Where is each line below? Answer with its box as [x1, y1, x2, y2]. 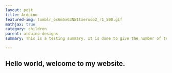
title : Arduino [5, 12, 38, 17]
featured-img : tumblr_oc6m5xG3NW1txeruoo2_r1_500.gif [5, 17, 123, 22]
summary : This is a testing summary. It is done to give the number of [5, 36, 161, 41]
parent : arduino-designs [5, 31, 58, 36]
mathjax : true [5, 21, 36, 27]
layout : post [5, 7, 33, 13]
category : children [5, 27, 47, 32]
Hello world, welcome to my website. [5, 59, 125, 68]
